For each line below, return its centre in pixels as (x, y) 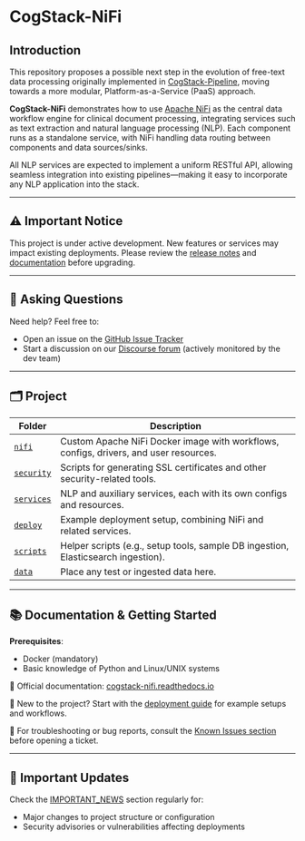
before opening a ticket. (54, 740)
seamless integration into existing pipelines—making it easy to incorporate (148, 175)
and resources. (92, 505)
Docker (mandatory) (60, 659)
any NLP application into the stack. (74, 184)
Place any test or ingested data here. (138, 572)
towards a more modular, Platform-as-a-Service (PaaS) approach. (133, 91)
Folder (33, 426)
